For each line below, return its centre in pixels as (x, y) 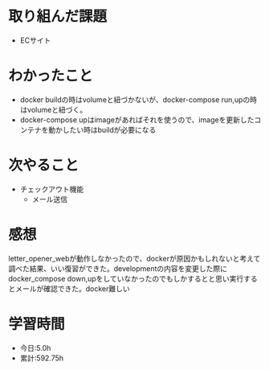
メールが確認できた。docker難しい (72, 288)
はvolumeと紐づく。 (53, 109)
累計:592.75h (42, 358)
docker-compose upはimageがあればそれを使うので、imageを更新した (137, 119)
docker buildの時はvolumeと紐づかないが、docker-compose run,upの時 (138, 99)
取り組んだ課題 (58, 16)
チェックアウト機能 (52, 189)
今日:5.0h (35, 347)
